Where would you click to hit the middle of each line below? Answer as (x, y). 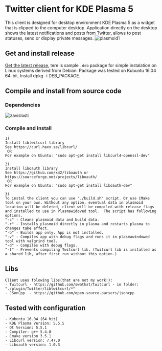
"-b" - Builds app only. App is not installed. (55, 232)
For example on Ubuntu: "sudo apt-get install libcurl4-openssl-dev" (78, 155)
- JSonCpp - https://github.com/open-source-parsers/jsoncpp (70, 293)
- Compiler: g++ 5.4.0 (28, 332)
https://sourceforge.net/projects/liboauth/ (51, 177)
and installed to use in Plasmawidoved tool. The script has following (81, 211)
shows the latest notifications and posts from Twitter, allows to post (73, 33)
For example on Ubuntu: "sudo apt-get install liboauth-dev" (69, 185)
